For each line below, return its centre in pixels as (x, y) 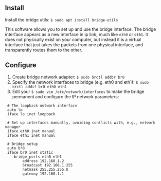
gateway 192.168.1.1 (43, 174)
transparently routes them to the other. (44, 50)
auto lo (15, 110)
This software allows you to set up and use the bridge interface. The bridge (80, 29)
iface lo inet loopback (31, 114)
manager (13, 127)
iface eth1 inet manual (31, 135)
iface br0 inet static (30, 152)
